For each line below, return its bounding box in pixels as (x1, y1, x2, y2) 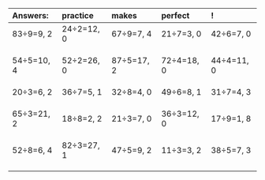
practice (62, 10, 95, 21)
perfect (161, 10, 190, 21)
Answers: (12, 10, 49, 21)
